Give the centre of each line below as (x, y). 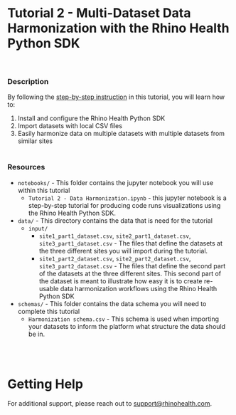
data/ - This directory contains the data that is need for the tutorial (115, 220)
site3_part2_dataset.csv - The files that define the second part (132, 266)
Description (28, 81)
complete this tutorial (49, 311)
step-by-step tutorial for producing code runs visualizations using (124, 205)
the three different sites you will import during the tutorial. (123, 251)
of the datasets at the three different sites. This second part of (130, 273)
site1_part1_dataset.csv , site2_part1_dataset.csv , (115, 236)
